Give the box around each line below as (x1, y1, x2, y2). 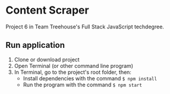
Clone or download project (14, 56, 80, 63)
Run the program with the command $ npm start (23, 81, 142, 88)
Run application (5, 40, 65, 50)
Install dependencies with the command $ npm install (23, 74, 158, 82)
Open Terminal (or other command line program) (14, 62, 134, 69)
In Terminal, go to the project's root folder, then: (14, 69, 132, 76)
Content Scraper (5, 4, 90, 17)
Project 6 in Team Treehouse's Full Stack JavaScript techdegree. (5, 23, 165, 30)
